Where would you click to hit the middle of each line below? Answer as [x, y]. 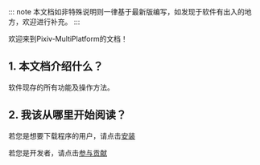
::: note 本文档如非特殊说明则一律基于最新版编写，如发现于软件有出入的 [127, 12]
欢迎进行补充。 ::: [51, 22]
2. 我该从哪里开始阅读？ [68, 115]
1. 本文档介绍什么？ [56, 66]
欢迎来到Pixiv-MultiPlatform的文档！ [68, 39]
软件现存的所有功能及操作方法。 [61, 87]
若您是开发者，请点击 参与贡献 [58, 153]
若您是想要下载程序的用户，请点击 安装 [72, 135]
